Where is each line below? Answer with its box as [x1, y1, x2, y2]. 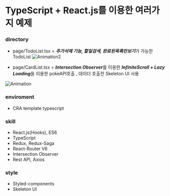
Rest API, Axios [12, 156, 45, 163]
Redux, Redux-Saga [12, 141, 55, 147]
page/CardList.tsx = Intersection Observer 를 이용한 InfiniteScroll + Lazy [12, 64, 165, 70]
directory [5, 36, 29, 43]
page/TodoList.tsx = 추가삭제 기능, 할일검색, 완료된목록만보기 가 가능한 [12, 48, 153, 54]
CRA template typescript [12, 105, 64, 111]
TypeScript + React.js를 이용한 [5, 5, 133, 16]
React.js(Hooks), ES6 [12, 129, 57, 135]
